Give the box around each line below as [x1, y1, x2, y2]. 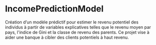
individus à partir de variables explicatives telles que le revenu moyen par [5, 24, 151, 30]
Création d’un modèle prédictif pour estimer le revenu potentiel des [5, 19, 139, 25]
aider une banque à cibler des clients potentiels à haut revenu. [5, 34, 129, 40]
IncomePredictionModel [5, 3, 104, 14]
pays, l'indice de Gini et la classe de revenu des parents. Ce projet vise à [5, 29, 150, 35]
